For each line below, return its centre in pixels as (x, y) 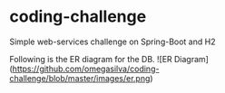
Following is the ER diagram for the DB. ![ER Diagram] (109, 59)
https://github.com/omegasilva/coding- (86, 69)
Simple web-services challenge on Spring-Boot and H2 (112, 42)
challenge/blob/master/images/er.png (80, 78)
